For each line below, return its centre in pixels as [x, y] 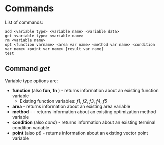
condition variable [31, 127]
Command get [28, 69]
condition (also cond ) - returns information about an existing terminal [84, 122]
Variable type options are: [32, 81]
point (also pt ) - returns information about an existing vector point [80, 133]
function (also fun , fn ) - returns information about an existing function [85, 90]
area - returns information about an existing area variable [71, 106]
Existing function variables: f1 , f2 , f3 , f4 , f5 [63, 101]
